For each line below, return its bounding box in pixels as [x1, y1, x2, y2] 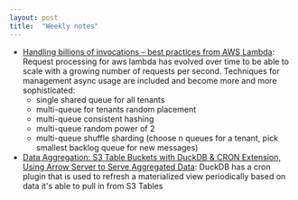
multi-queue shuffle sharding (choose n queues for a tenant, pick [35, 132, 278, 143]
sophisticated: [22, 85, 76, 95]
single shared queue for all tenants [35, 94, 165, 105]
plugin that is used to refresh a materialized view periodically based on [22, 170, 286, 181]
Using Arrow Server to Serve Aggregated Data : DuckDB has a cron [22, 161, 271, 172]
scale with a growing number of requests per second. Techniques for [22, 65, 280, 77]
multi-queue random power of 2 [35, 123, 155, 133]
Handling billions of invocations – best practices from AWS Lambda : [22, 46, 275, 57]
